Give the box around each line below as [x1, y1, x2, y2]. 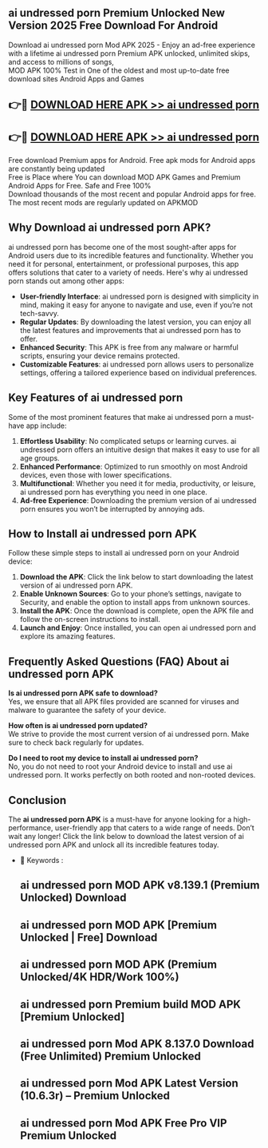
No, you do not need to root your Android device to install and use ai [8, 762, 233, 771]
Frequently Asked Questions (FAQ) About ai [8, 655, 230, 668]
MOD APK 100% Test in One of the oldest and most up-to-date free [8, 65, 230, 75]
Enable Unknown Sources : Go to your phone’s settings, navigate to [19, 589, 242, 599]
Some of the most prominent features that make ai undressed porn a [8, 412, 234, 422]
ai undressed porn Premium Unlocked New [8, 6, 226, 20]
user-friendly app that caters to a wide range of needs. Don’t [54, 823, 255, 833]
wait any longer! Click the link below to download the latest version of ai [8, 832, 245, 841]
